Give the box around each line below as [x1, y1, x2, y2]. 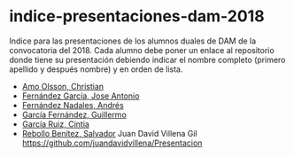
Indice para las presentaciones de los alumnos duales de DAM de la [9, 35, 257, 46]
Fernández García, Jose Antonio [21, 90, 140, 101]
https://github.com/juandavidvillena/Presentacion [21, 137, 203, 148]
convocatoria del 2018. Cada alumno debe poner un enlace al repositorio [9, 44, 275, 55]
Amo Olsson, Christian [21, 81, 104, 91]
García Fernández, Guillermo [21, 109, 127, 120]
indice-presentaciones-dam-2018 [9, 6, 265, 27]
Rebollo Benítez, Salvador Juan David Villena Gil [21, 128, 197, 138]
